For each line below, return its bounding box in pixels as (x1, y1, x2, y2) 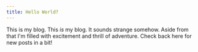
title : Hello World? (6, 9, 59, 15)
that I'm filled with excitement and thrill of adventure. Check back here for (6, 32, 193, 40)
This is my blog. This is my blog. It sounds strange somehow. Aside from (6, 26, 189, 33)
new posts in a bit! (6, 39, 53, 46)
